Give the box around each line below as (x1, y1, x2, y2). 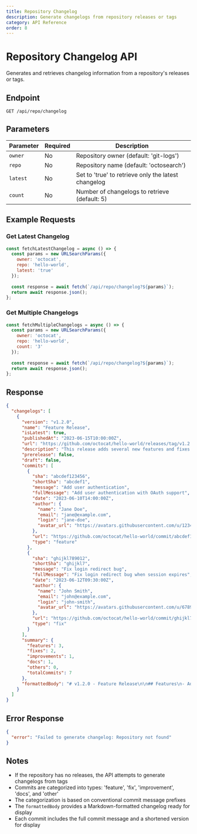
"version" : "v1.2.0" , (21, 419, 75, 425)
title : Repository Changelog (6, 8, 77, 15)
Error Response (6, 713, 64, 723)
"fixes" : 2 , (27, 648, 57, 654)
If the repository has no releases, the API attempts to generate (14, 772, 165, 779)
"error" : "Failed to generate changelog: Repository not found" (11, 734, 172, 740)
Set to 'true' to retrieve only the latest (76, 171, 178, 179)
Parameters (6, 124, 50, 134)
